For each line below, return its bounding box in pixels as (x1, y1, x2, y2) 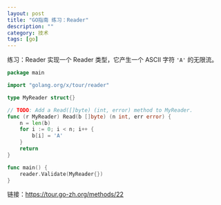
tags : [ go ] (7, 36, 39, 43)
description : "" (7, 23, 54, 30)
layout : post (7, 10, 45, 17)
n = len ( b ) (19, 119, 51, 126)
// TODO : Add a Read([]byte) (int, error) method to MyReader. (7, 106, 193, 114)
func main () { (7, 164, 48, 171)
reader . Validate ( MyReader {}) (19, 170, 104, 177)
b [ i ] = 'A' (32, 133, 64, 139)
